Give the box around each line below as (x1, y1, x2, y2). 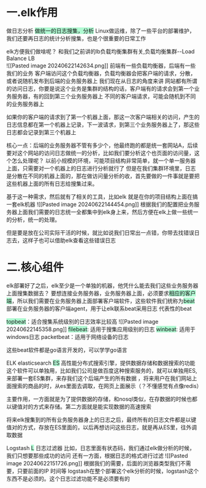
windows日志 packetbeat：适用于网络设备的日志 (6, 333, 129, 340)
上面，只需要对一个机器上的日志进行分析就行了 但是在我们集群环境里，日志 (6, 164, 196, 172)
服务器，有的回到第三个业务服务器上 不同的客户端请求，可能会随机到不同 (11, 93, 196, 100)
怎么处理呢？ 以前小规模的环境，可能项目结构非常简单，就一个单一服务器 (11, 157, 196, 164)
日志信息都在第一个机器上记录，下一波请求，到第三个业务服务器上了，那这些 (6, 121, 200, 128)
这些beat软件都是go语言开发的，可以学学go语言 (6, 346, 128, 353)
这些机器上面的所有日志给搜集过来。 (6, 180, 98, 187)
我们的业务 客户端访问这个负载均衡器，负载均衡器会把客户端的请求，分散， (6, 69, 196, 77)
